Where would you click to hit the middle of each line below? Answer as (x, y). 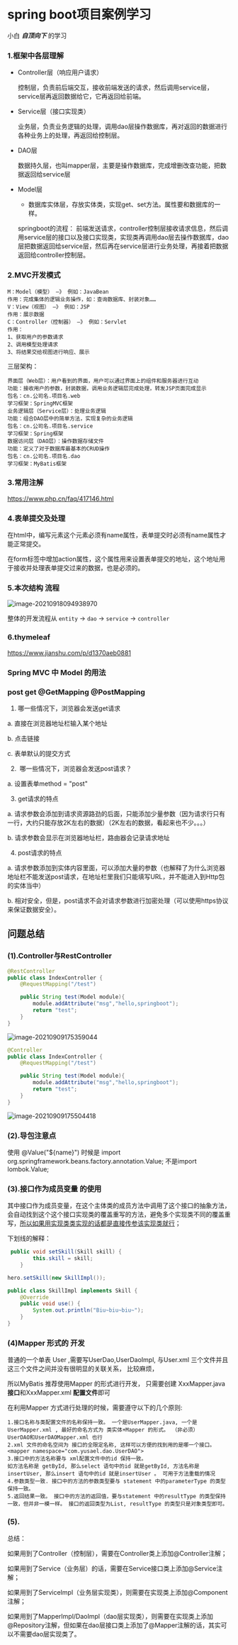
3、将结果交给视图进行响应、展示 (49, 352)
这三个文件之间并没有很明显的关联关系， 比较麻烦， (83, 1368)
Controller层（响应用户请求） (60, 72)
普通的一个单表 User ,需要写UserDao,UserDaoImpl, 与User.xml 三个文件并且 (118, 1360)
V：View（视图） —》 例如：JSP (49, 307)
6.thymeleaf (29, 637)
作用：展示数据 (26, 314)
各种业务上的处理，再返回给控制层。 (70, 135)
